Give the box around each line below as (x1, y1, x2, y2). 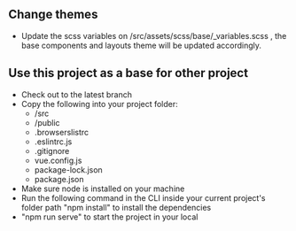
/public (34, 117, 60, 127)
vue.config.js (34, 155, 82, 166)
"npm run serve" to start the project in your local (20, 212, 199, 222)
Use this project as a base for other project (8, 65, 249, 81)
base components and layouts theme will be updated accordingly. (20, 40, 262, 50)
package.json (34, 173, 84, 184)
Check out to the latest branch (20, 89, 133, 100)
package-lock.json (34, 164, 103, 175)
